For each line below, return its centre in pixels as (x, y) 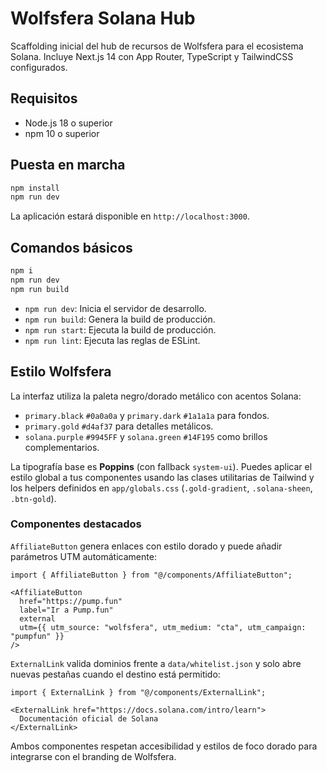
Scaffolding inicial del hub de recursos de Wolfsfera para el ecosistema (157, 46)
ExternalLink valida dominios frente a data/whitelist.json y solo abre (156, 663)
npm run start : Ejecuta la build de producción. (120, 329)
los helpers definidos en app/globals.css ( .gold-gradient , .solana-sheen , (161, 488)
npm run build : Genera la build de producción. (120, 319)
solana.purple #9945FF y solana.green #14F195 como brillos (146, 436)
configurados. (39, 67)
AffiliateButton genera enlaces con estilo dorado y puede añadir (146, 546)
